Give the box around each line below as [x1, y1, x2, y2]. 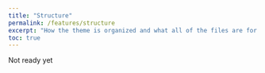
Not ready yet [8, 56, 53, 65]
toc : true [8, 33, 41, 42]
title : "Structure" [8, 11, 73, 20]
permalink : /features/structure [8, 19, 115, 27]
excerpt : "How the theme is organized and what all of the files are [8, 26, 244, 34]
